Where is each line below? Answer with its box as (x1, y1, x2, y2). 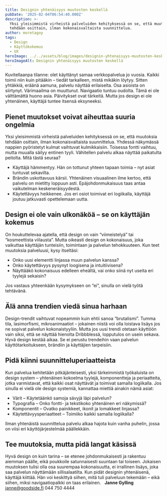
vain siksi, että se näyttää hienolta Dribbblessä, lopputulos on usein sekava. (5, 331, 160, 337)
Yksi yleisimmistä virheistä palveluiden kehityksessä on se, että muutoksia (5, 134, 158, 140)
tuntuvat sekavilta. (12, 170, 51, 176)
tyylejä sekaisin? (12, 273, 46, 279)
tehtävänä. (5, 288, 27, 294)
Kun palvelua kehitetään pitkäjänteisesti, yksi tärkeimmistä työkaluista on (5, 369, 154, 376)
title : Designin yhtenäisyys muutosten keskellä (5, 7, 108, 12)
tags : (5, 35, 16, 40)
